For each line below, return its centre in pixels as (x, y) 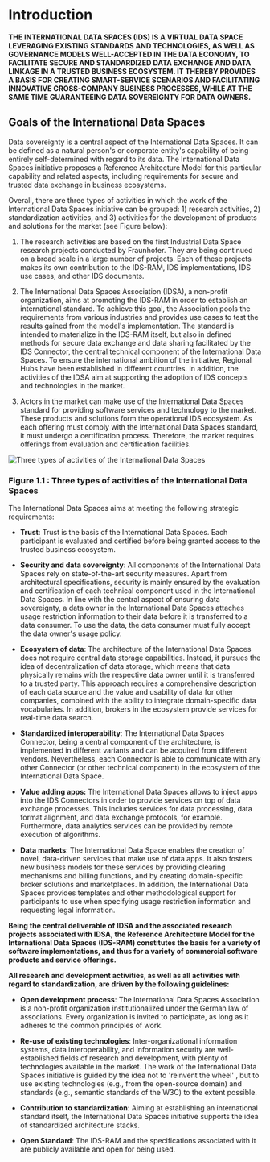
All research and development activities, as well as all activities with (125, 976)
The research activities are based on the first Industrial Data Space (131, 241)
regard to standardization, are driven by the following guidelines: (119, 984)
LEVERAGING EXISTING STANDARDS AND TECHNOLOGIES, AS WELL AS (131, 45)
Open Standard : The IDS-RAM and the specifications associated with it (138, 1141)
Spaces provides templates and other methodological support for (128, 893)
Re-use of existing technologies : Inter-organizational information (129, 1041)
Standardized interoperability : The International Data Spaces (122, 733)
